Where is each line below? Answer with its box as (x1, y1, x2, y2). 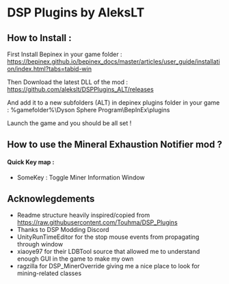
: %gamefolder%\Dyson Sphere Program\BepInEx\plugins (7, 106, 170, 114)
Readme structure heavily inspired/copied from (16, 211, 150, 220)
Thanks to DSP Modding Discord (16, 226, 109, 234)
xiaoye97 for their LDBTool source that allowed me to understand (16, 248, 200, 256)
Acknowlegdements (7, 193, 95, 205)
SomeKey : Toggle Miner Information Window (16, 173, 145, 181)
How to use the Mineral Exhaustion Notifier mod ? (7, 139, 222, 151)
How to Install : (7, 32, 72, 44)
